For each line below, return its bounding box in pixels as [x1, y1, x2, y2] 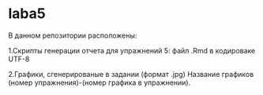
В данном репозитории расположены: [8, 31, 137, 40]
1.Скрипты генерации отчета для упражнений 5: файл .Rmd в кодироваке [8, 46, 256, 55]
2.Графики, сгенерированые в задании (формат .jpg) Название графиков [8, 69, 254, 79]
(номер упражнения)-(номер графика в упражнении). [8, 78, 191, 87]
